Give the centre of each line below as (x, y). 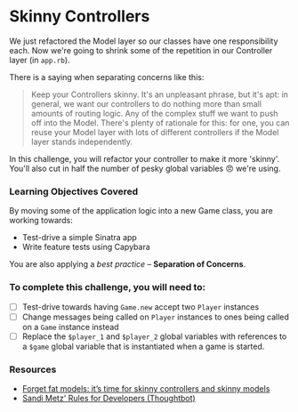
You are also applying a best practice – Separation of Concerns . (128, 264)
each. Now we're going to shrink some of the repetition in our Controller (141, 50)
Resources (33, 369)
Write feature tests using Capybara (86, 247)
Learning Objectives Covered (74, 191)
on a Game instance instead (70, 327)
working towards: (41, 221)
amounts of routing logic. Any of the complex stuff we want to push (154, 113)
